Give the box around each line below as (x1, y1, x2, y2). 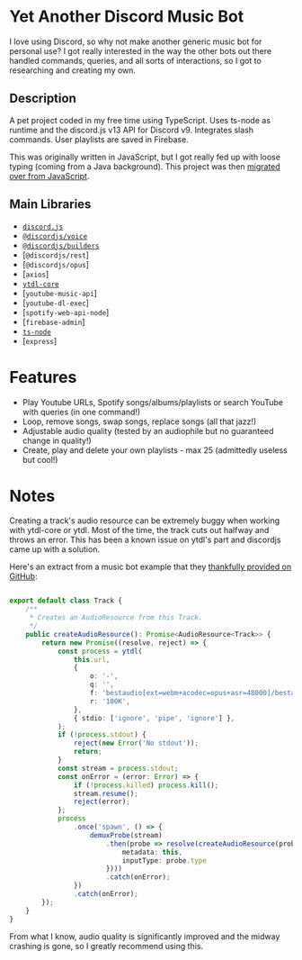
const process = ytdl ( (57, 647, 143, 656)
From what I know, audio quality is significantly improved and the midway (9, 930, 280, 942)
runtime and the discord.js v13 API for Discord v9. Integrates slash (9, 124, 254, 135)
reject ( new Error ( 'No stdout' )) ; (73, 738, 200, 748)
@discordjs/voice (22, 231, 88, 240)
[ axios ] (22, 268, 49, 279)
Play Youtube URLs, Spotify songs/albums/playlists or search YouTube (22, 396, 284, 407)
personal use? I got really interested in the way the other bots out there (9, 45, 272, 56)
